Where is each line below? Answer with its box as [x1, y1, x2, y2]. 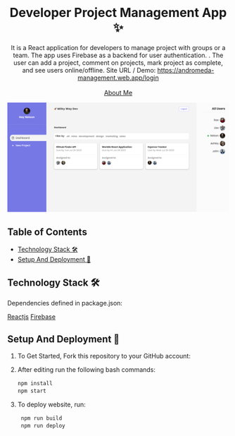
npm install [17, 380, 53, 387]
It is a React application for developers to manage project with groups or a [11, 43, 226, 52]
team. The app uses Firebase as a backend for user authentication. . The [13, 51, 224, 59]
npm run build [20, 414, 63, 422]
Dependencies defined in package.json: [7, 299, 123, 308]
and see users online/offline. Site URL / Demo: [22, 66, 156, 74]
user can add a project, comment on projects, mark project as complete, [13, 58, 223, 67]
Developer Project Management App [9, 5, 227, 21]
